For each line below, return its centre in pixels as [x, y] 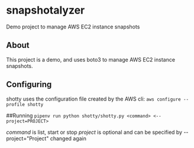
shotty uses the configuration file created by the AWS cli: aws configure [94, 99]
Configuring [29, 84]
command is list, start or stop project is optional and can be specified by [94, 132]
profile [16, 104]
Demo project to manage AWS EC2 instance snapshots [73, 27]
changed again [68, 138]
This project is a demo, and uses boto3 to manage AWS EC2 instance [91, 59]
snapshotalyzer [46, 10]
